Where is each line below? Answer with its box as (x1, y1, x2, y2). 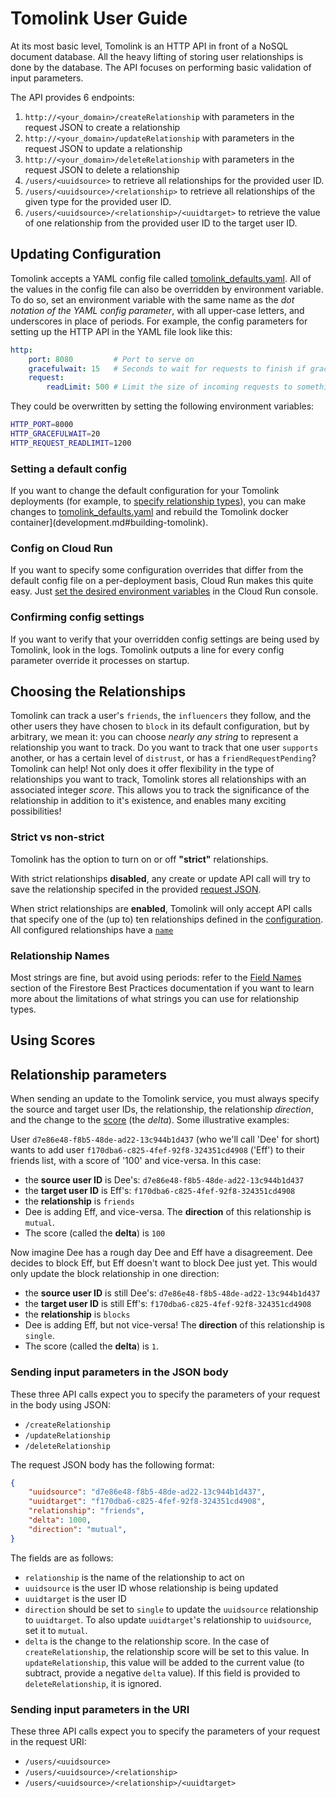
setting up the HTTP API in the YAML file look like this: (10, 325, 233, 337)
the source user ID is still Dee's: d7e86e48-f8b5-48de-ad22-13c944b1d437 (24, 1287, 321, 1299)
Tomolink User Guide (10, 7, 188, 30)
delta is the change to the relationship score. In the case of (24, 1635, 270, 1647)
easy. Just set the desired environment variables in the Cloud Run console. (10, 585, 319, 597)
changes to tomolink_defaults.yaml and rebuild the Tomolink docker (10, 506, 289, 518)
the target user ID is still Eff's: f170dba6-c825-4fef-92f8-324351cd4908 (24, 1298, 312, 1310)
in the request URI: (10, 1735, 87, 1747)
